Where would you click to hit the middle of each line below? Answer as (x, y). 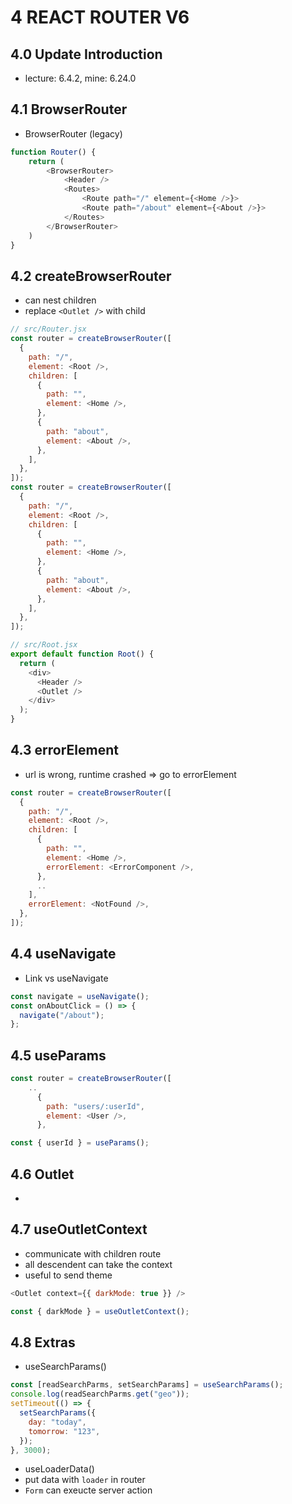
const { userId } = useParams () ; (80, 1143)
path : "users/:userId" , (95, 1106)
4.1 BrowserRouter (69, 109)
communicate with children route (93, 1253)
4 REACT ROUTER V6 (100, 17)
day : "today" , (57, 1422)
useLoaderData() (59, 1469)
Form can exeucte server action (88, 1490)
